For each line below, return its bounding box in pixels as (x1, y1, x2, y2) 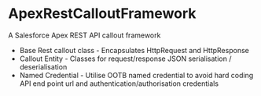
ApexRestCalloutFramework (8, 5, 197, 23)
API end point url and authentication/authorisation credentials (19, 79, 219, 88)
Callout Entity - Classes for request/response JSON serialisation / (19, 54, 232, 63)
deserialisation (19, 62, 68, 71)
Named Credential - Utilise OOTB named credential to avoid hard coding (19, 70, 254, 80)
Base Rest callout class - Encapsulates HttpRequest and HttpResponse (19, 45, 249, 55)
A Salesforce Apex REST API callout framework (8, 30, 161, 40)
